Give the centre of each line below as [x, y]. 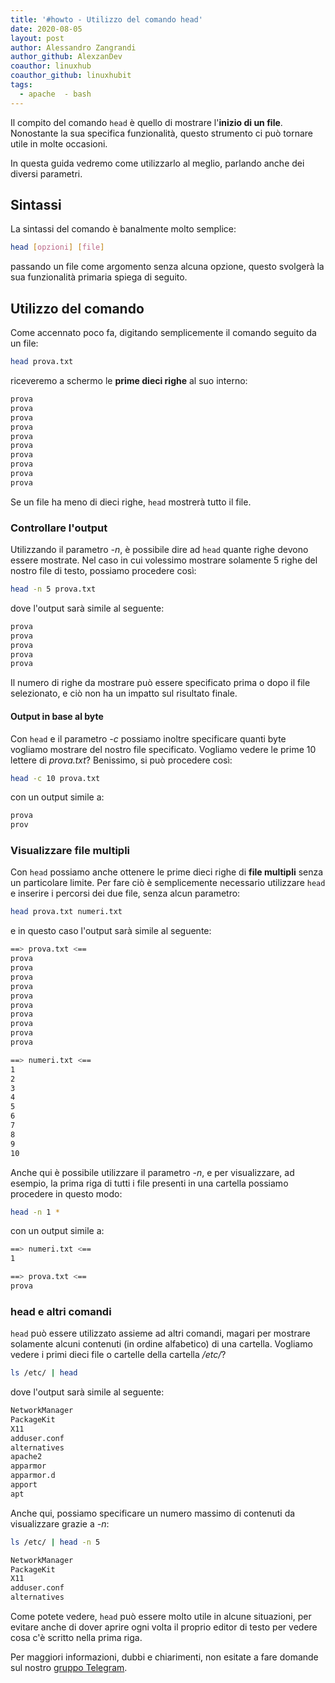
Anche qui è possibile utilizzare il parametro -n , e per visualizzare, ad [152, 1172]
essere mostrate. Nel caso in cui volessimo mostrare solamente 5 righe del [164, 560]
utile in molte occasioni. [59, 143]
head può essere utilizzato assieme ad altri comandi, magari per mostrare [160, 1333]
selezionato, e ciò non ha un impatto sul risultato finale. [124, 693]
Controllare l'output [59, 528]
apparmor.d [33, 1476]
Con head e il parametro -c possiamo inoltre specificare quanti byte [148, 738]
